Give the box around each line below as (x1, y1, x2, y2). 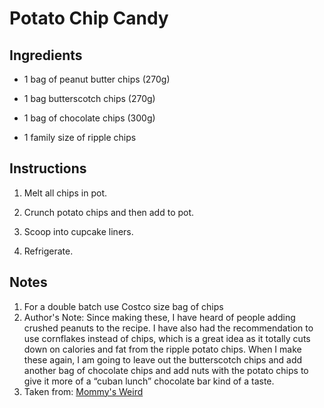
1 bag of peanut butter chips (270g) (23, 73, 171, 85)
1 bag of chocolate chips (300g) (23, 112, 156, 124)
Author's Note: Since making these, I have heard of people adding (23, 311, 296, 323)
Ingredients (9, 47, 83, 64)
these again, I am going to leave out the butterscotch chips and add (23, 353, 303, 366)
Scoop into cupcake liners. (23, 225, 134, 237)
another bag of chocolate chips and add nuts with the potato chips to (23, 364, 309, 376)
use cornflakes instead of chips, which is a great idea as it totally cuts (23, 332, 311, 344)
